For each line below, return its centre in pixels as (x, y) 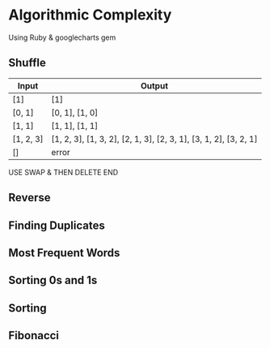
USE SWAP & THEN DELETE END (63, 172)
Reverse (30, 198)
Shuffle (27, 63)
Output (154, 85)
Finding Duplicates (57, 225)
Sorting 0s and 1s (53, 280)
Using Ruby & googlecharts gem (62, 37)
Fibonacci (34, 335)
